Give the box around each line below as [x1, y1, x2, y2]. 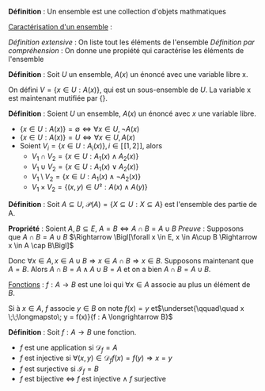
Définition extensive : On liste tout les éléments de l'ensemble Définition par [8, 37, 256, 47]
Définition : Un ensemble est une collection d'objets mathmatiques [8, 7, 227, 16]
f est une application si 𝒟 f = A [19, 343, 118, 354]
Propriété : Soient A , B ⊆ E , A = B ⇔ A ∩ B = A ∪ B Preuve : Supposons [8, 224, 244, 233]
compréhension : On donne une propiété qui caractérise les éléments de [8, 46, 244, 55]
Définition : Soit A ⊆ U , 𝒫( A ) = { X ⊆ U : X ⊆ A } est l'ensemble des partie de [8, 199, 258, 209]
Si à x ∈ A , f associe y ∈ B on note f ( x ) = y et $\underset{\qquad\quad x [8, 303, 244, 312]
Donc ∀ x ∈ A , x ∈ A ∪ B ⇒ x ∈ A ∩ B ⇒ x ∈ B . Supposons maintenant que [8, 255, 255, 265]
